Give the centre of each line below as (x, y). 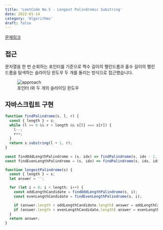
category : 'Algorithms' (29, 18)
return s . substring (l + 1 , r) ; (41, 143)
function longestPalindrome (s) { (39, 170)
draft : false (18, 23)
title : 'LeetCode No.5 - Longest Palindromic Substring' (64, 9)
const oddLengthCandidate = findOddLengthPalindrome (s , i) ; (76, 192)
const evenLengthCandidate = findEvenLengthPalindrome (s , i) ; (78, 196)
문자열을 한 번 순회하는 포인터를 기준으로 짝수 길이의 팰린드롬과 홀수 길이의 (76, 67)
